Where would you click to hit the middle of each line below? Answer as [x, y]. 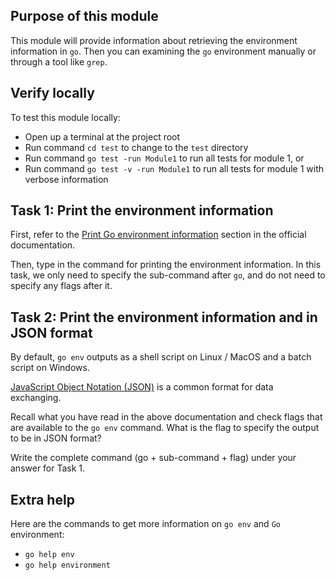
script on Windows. [50, 368]
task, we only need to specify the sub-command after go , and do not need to [168, 275]
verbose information [66, 179]
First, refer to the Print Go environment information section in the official [158, 235]
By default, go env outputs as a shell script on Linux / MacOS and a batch [161, 357]
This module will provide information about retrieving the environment [154, 40]
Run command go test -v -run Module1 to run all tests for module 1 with [174, 168]
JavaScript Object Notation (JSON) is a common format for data [142, 387]
